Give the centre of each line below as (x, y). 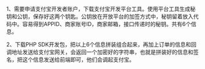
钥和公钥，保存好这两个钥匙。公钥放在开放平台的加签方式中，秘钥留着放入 (100, 16)
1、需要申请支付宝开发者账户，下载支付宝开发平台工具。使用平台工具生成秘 (101, 9)
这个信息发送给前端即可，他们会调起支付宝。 (78, 60)
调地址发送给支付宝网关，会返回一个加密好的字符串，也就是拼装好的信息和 (100, 52)
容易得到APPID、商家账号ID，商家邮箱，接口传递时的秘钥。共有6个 (106, 24)
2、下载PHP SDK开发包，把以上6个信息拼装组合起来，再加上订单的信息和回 (101, 44)
